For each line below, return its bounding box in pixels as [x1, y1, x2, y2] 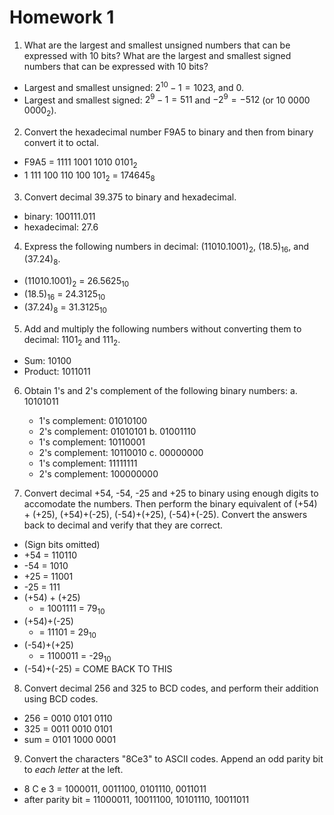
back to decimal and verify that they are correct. [23, 519, 224, 531]
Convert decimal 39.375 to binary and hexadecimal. [23, 191, 237, 203]
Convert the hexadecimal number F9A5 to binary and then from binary [23, 126, 314, 138]
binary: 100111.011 [23, 210, 96, 222]
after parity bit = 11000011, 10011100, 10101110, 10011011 [23, 793, 250, 805]
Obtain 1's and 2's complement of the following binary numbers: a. [23, 385, 298, 397]
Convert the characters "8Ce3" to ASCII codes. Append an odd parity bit [23, 752, 324, 765]
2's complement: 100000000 [38, 468, 159, 480]
